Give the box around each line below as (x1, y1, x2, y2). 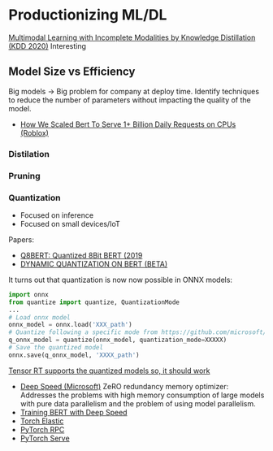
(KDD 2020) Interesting (8, 41, 87, 50)
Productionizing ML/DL (8, 6, 167, 24)
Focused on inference (19, 210, 94, 220)
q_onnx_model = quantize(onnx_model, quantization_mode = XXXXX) (8, 336, 227, 345)
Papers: (8, 234, 35, 245)
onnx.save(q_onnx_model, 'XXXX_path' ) (8, 351, 140, 359)
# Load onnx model (8, 313, 71, 322)
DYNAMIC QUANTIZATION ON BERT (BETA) (19, 258, 168, 269)
